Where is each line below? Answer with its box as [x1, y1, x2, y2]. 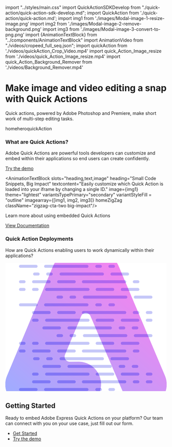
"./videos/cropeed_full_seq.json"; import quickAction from [5, 43, 128, 48]
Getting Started [5, 401, 56, 410]
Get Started [12, 431, 37, 437]
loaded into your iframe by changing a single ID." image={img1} [5, 186, 139, 192]
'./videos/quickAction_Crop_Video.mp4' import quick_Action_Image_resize [5, 48, 162, 54]
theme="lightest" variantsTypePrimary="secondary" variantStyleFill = [5, 192, 152, 198]
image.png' [5, 21, 29, 27]
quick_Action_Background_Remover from [5, 59, 93, 65]
